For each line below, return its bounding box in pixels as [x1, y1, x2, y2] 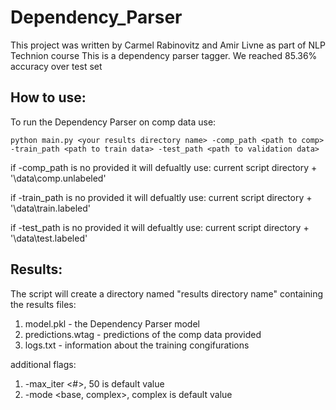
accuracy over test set [10, 60, 103, 72]
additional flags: [10, 358, 77, 370]
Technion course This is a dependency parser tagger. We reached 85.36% [10, 49, 318, 61]
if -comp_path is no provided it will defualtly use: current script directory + [10, 161, 318, 173]
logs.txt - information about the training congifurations [24, 339, 250, 351]
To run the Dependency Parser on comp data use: [10, 116, 217, 128]
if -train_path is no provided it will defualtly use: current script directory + [10, 191, 313, 203]
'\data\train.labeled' [10, 202, 91, 214]
